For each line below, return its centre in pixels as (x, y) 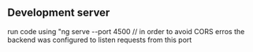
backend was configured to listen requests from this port (100, 40)
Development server (59, 13)
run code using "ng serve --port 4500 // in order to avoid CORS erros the (126, 31)
